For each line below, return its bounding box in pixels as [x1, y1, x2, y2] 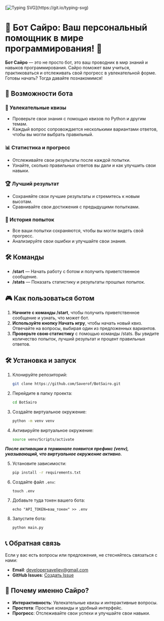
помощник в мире [5, 33, 84, 44]
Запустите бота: [12, 516, 46, 522]
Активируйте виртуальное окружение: [12, 427, 94, 433]
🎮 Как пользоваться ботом [5, 294, 95, 302]
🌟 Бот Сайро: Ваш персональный [5, 22, 148, 33]
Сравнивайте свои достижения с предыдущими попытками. [12, 204, 140, 210]
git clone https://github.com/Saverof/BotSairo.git [12, 381, 121, 386]
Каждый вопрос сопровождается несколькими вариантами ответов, [12, 126, 158, 132]
